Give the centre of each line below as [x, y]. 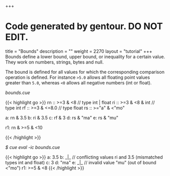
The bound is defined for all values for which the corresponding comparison [85, 72]
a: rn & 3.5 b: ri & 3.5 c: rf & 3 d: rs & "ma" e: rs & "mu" [62, 118]
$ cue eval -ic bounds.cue [33, 147]
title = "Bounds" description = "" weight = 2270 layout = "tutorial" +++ [79, 51]
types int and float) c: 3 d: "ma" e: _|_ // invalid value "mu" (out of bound [81, 162]
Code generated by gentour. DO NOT [84, 26]
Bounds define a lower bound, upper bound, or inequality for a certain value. [85, 56]
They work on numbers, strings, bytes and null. [55, 62]
